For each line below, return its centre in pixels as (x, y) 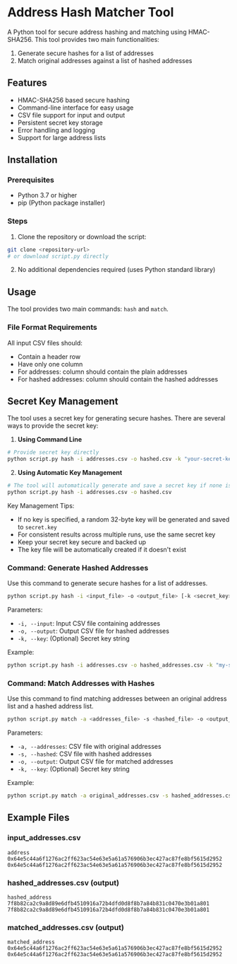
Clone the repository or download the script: (82, 236)
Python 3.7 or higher (47, 195)
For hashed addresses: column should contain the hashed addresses (118, 379)
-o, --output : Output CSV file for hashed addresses (93, 631)
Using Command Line (50, 440)
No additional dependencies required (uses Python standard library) (116, 270)
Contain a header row (49, 356)
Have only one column (50, 364)
